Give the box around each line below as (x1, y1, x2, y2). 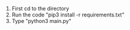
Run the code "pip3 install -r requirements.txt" (11, 11, 125, 18)
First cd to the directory (11, 5, 70, 12)
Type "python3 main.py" (11, 18, 72, 24)
